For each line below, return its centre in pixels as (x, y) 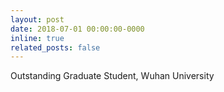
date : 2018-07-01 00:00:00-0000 (77, 29)
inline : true (37, 38)
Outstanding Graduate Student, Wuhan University (112, 76)
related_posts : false (55, 47)
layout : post (37, 19)
